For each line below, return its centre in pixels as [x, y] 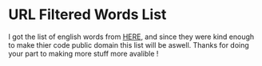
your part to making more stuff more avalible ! [83, 53]
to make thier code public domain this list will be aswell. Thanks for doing [129, 45]
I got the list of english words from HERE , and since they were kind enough [131, 37]
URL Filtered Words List [87, 15]
